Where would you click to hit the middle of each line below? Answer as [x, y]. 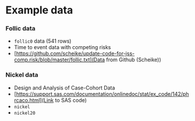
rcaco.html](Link [34, 100]
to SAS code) [71, 100]
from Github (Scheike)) [134, 60]
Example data [40, 10]
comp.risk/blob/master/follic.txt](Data [59, 60]
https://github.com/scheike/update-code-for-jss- [76, 54]
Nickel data [22, 75]
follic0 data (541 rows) [42, 41]
